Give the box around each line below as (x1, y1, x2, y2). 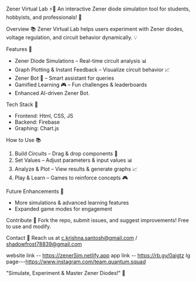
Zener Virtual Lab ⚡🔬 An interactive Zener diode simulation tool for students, (6, 5, 191, 12)
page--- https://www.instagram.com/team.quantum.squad (6, 258, 146, 265)
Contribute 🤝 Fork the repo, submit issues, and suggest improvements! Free (6, 217, 189, 223)
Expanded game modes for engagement (14, 205, 113, 212)
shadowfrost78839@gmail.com (6, 240, 82, 247)
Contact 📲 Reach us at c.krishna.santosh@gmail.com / (6, 235, 138, 241)
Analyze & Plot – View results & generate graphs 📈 (14, 165, 138, 172)
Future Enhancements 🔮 (6, 188, 64, 195)
